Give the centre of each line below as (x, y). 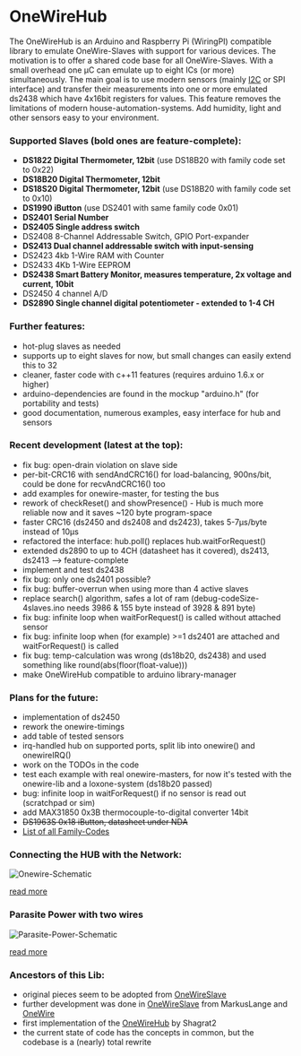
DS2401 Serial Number (65, 218)
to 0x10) (37, 198)
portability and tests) (60, 403)
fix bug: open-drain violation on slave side (100, 464)
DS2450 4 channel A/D (65, 294)
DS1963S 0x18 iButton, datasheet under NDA (105, 822)
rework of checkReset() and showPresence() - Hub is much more (143, 503)
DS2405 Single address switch (81, 227)
